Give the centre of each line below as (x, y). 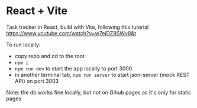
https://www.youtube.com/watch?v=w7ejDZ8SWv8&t (71, 33)
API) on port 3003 (37, 81)
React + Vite (37, 11)
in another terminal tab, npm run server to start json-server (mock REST (102, 75)
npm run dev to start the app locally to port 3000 (73, 68)
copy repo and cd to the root (49, 56)
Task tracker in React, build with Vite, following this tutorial (77, 27)
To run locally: (23, 45)
